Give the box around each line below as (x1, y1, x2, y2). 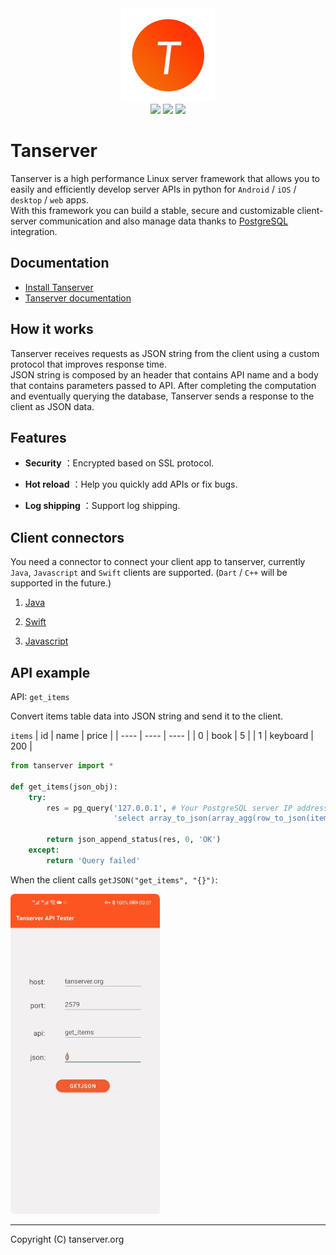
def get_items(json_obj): (10, 782, 118, 792)
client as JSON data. (10, 400, 95, 412)
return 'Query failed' (46, 855, 141, 866)
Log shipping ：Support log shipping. (24, 500, 181, 512)
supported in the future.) (10, 577, 112, 589)
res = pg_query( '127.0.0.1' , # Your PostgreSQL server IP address (46, 803, 329, 813)
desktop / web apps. (10, 193, 89, 206)
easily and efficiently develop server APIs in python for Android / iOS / (10, 183, 297, 195)
